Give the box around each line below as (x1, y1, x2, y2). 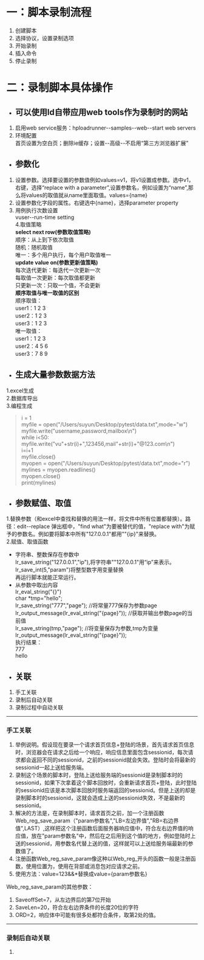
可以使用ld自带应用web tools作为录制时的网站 (15, 107, 188, 117)
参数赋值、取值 (15, 498, 72, 508)
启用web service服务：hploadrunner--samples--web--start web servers (15, 124, 196, 131)
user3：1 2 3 (15, 319, 47, 327)
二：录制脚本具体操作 (6, 81, 114, 95)
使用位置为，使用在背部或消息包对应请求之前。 (25, 863, 143, 870)
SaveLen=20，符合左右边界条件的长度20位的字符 (15, 904, 139, 911)
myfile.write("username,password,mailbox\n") (21, 427, 137, 434)
